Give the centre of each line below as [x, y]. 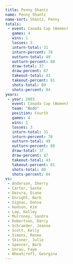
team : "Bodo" [25, 109]
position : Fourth [30, 113]
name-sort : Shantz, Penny [32, 19]
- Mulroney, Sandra [28, 217]
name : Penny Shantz [26, 15]
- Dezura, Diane [24, 193]
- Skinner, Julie [25, 240]
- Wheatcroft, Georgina [32, 254]
